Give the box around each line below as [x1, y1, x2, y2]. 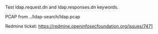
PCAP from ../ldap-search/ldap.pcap [5, 14, 80, 19]
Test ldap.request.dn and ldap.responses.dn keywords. [5, 4, 118, 10]
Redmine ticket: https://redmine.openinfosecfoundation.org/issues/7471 [5, 23, 153, 29]
